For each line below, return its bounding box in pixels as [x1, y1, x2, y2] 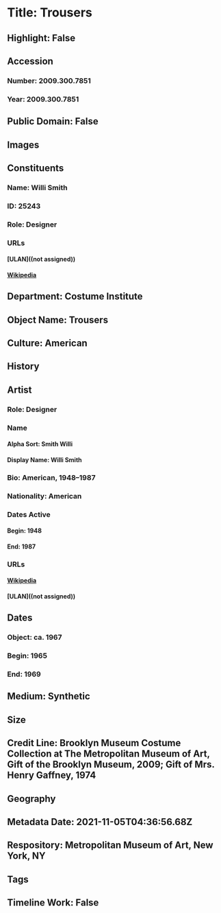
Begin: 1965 [7, 651, 48, 660]
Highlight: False [7, 32, 76, 44]
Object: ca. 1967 [7, 633, 62, 643]
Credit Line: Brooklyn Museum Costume [7, 737, 181, 749]
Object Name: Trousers [7, 314, 108, 325]
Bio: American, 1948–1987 [7, 472, 96, 482]
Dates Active [7, 509, 51, 519]
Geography [7, 793, 56, 805]
